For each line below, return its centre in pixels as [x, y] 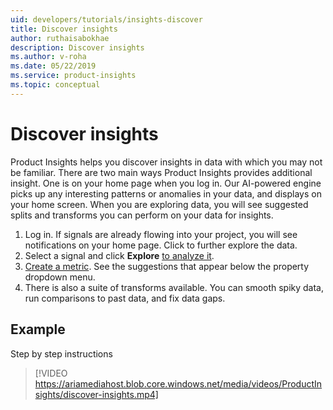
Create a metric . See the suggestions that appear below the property [167, 266]
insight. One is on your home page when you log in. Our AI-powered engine [166, 183]
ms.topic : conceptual [55, 85]
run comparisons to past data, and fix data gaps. [125, 298]
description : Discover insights [77, 47]
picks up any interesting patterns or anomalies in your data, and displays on [166, 193]
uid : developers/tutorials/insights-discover [106, 19]
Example [38, 329]
